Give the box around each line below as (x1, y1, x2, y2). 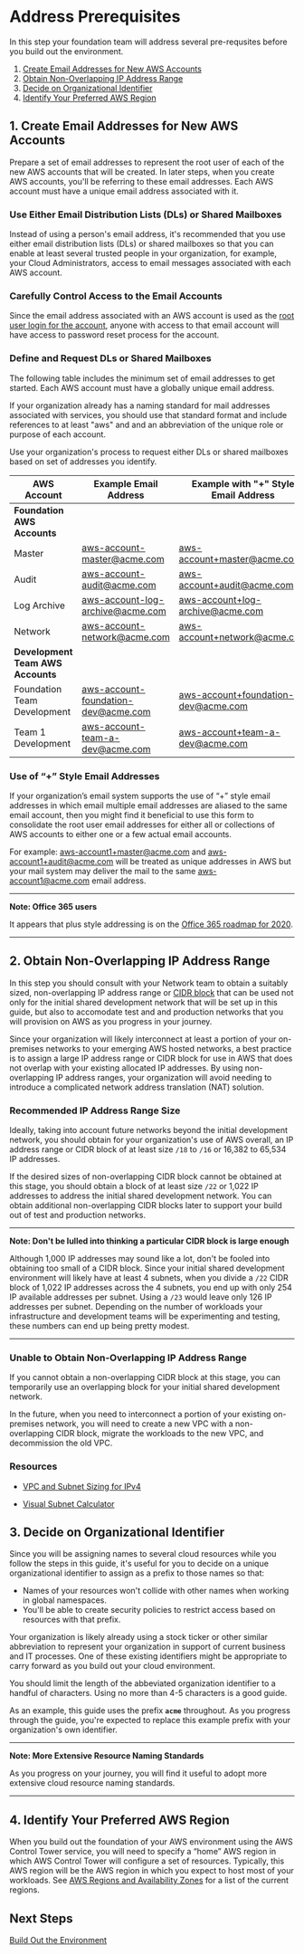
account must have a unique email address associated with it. (9, 186, 240, 196)
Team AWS (14, 656, 63, 669)
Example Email (93, 477, 158, 490)
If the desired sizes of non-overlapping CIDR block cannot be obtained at (9, 1171, 282, 1182)
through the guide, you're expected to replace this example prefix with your (9, 1715, 291, 1726)
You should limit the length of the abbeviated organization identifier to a (9, 1678, 276, 1689)
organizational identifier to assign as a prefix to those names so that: (9, 1568, 265, 1578)
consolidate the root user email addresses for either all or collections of (9, 819, 276, 830)
